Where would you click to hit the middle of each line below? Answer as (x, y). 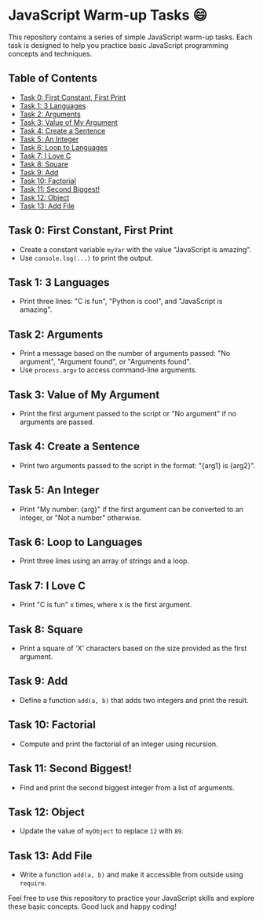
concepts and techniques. (50, 53)
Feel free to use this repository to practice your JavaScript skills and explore (131, 899)
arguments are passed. (57, 422)
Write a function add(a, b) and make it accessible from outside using (131, 875)
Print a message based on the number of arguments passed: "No (125, 353)
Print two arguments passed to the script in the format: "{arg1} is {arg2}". (137, 465)
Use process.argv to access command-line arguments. (108, 370)
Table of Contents (53, 78)
